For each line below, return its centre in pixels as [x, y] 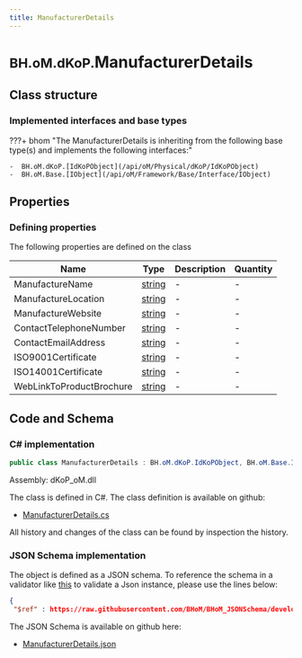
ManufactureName [53, 284]
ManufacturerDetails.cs [66, 514]
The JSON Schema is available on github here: [95, 627]
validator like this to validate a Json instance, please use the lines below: [144, 584]
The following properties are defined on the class [100, 247]
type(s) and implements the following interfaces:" [101, 150]
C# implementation [52, 444]
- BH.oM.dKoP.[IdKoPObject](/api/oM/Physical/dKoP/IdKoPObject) [134, 166]
